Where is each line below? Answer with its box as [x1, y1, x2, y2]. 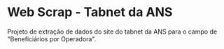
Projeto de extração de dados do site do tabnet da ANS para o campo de [7, 27, 218, 36]
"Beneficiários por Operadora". [7, 34, 97, 43]
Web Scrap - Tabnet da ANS [7, 4, 173, 20]
